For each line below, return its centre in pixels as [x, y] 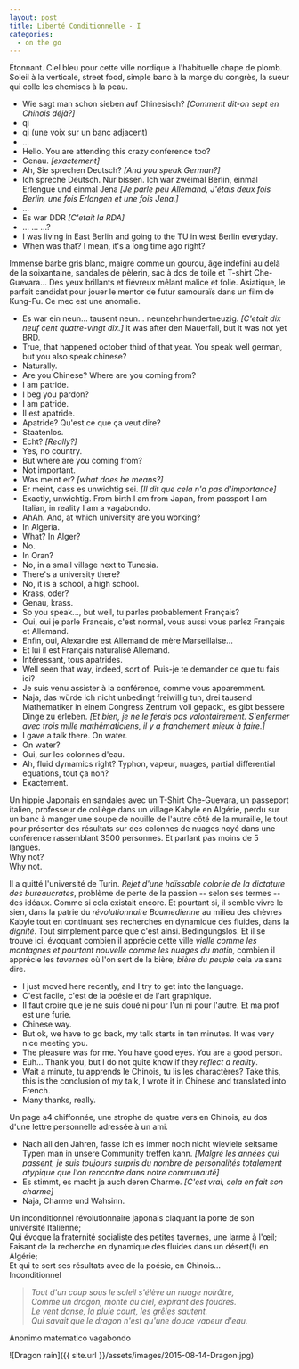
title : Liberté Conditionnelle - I [75, 26]
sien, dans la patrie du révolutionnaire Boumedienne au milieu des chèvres [146, 912]
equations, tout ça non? [65, 773]
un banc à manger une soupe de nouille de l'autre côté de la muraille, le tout [149, 819]
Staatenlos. [43, 433]
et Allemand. [45, 631]
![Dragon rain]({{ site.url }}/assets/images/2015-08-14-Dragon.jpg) [132, 1356]
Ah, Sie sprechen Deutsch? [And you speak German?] [121, 170]
